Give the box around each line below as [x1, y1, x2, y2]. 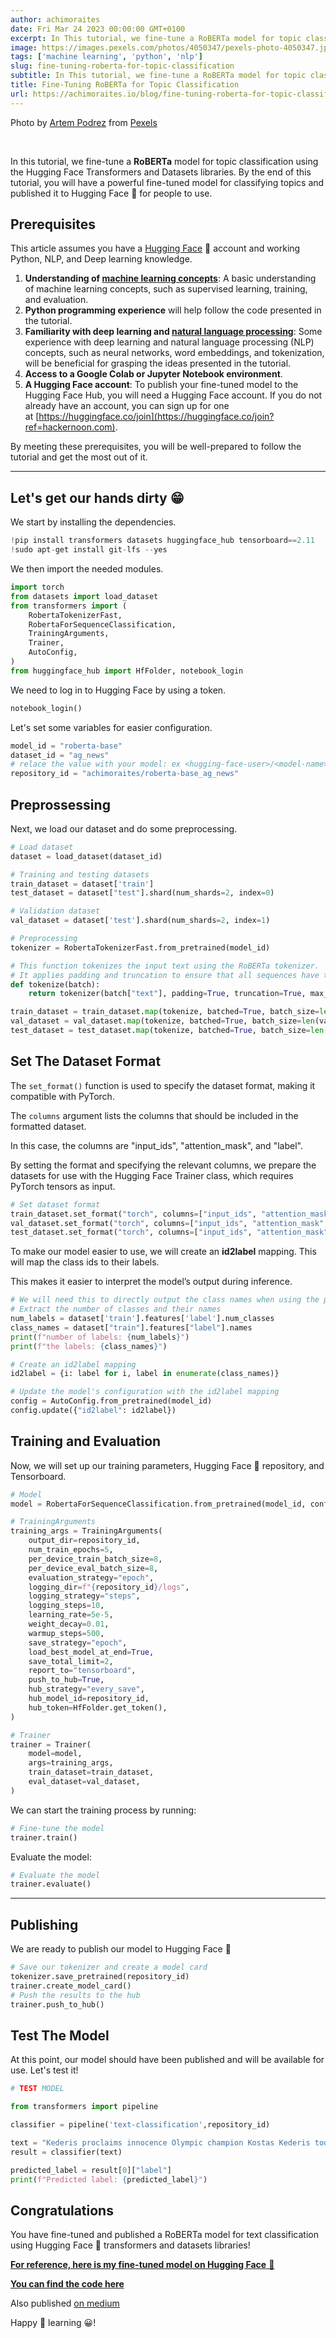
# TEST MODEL [10, 2084, 65, 2094]
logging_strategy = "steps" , [28, 1591, 141, 1601]
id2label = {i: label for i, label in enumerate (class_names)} [10, 1369, 280, 1379]
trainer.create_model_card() [10, 1981, 132, 1991]
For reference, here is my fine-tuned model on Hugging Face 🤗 [10, 2259, 275, 2271]
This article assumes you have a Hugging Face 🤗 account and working [10, 242, 301, 255]
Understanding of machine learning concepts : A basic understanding [24, 272, 317, 285]
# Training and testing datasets [10, 869, 150, 880]
